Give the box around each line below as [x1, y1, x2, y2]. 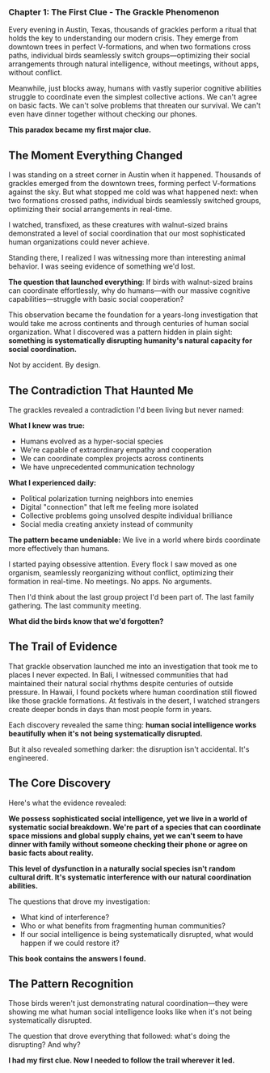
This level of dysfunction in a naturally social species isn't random [8, 863, 236, 873]
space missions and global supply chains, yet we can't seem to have [8, 830, 243, 840]
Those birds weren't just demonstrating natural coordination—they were [8, 999, 248, 1008]
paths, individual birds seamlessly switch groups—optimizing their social [8, 51, 251, 61]
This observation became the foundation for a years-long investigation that [8, 310, 259, 320]
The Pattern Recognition [8, 977, 133, 990]
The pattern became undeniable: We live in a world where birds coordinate [8, 535, 261, 545]
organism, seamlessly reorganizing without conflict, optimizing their [8, 567, 234, 577]
